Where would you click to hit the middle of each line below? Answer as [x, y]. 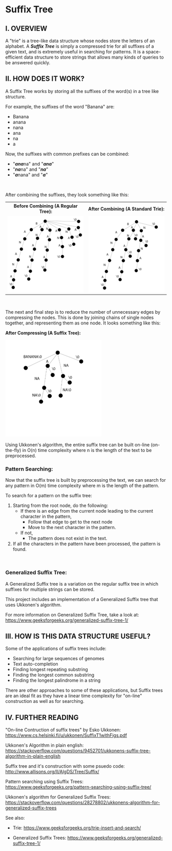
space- [153, 52]
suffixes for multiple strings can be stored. [50, 589]
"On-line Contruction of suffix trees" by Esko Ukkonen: [63, 730]
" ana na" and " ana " [33, 164]
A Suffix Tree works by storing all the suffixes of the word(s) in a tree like [82, 91]
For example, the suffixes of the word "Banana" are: [60, 106]
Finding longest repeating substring [50, 669]
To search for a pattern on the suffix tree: [49, 496]
